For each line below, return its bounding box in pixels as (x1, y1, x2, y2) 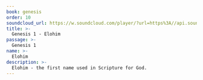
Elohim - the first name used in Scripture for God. (11, 64, 147, 71)
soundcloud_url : (6, 20, 47, 26)
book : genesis (6, 8, 42, 15)
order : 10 (6, 14, 31, 20)
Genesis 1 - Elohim (11, 31, 61, 37)
